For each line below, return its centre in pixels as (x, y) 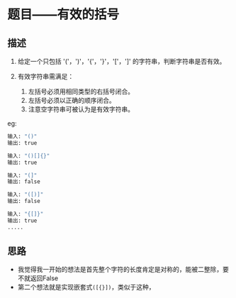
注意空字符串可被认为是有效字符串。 (81, 109)
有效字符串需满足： (46, 76)
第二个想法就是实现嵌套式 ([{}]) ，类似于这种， (86, 287)
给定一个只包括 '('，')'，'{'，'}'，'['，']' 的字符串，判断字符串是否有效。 (122, 61)
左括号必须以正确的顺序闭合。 (72, 100)
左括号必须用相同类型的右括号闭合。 (81, 92)
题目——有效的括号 (63, 15)
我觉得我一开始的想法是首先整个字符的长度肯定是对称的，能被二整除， (120, 270)
